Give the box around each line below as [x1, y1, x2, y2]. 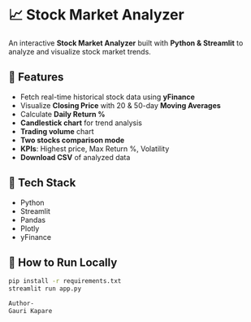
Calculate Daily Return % [19, 109, 106, 119]
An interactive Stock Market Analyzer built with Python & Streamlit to [8, 37, 244, 48]
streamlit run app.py [8, 285, 82, 293]
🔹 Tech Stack [8, 176, 76, 190]
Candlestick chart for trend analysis [19, 118, 142, 128]
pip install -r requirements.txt [8, 277, 122, 285]
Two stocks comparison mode [19, 135, 125, 145]
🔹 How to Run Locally [8, 255, 118, 269]
